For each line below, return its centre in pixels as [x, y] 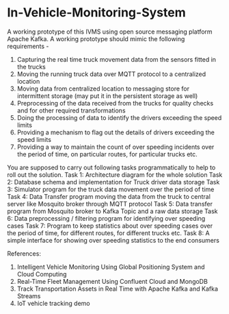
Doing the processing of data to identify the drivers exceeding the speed [119, 117]
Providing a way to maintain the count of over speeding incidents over [116, 147]
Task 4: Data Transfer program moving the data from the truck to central [109, 196]
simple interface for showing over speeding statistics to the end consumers [113, 240]
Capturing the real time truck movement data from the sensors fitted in [117, 59]
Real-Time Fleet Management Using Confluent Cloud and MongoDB [112, 281]
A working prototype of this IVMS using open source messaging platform [110, 32]
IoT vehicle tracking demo [53, 303]
